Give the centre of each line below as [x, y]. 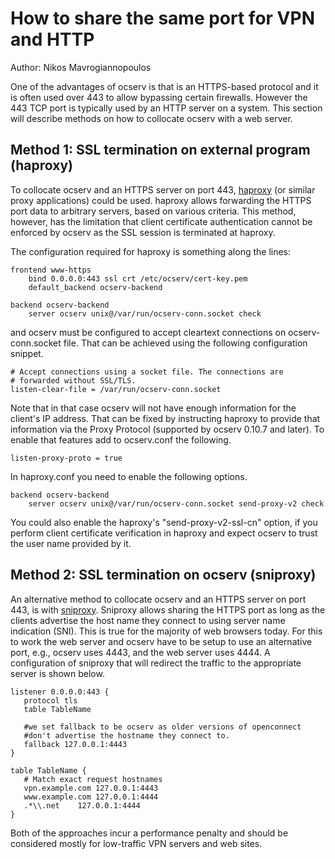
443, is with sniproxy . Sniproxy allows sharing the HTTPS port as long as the [168, 609]
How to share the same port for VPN [162, 18]
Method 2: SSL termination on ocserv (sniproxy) [163, 575]
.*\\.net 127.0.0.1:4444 [82, 805]
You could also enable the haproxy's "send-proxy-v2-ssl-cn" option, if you [164, 522]
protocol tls [50, 700]
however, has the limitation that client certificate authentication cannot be [161, 221]
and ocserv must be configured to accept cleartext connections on [148, 332]
